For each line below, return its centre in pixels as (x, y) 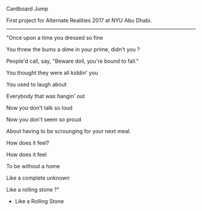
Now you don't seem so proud (44, 119)
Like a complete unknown (38, 178)
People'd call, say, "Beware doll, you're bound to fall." (73, 61)
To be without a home (33, 166)
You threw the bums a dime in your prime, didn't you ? (73, 49)
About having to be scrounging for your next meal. (69, 131)
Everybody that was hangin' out (46, 96)
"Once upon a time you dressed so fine (55, 38)
